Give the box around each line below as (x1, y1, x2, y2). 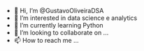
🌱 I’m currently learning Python (13, 21, 103, 29)
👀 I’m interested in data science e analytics (13, 14, 138, 22)
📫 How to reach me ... (13, 37, 79, 44)
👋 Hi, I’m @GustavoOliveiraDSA (13, 7, 104, 14)
